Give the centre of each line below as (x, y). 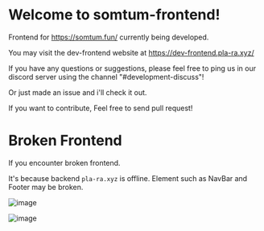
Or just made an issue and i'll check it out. (78, 92)
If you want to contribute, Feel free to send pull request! (101, 108)
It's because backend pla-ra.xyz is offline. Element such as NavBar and (128, 178)
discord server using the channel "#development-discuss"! (106, 76)
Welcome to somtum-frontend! (114, 15)
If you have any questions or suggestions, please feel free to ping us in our (132, 68)
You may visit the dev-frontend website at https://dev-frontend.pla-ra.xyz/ (132, 52)
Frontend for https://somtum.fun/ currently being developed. (109, 37)
